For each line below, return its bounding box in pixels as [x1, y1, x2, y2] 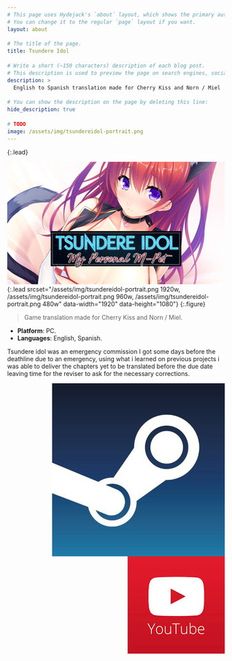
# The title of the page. [7, 40, 81, 48]
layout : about [7, 26, 48, 33]
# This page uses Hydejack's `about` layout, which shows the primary [7, 11, 215, 18]
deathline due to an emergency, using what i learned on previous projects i [7, 354, 220, 363]
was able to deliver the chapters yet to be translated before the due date [7, 362, 213, 370]
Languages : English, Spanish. [17, 334, 102, 342]
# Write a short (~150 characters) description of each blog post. [7, 62, 206, 69]
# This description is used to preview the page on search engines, [7, 69, 209, 76]
